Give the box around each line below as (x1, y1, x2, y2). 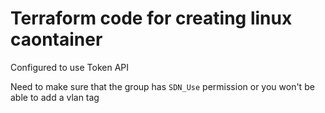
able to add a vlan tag (10, 91, 100, 103)
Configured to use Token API (10, 61, 130, 73)
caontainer (10, 28, 103, 51)
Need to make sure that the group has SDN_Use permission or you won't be (10, 80, 315, 92)
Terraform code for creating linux (10, 7, 293, 30)
